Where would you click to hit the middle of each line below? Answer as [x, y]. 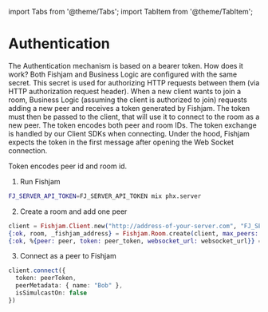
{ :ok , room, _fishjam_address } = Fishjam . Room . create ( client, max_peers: [134, 233]
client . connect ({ [37, 271]
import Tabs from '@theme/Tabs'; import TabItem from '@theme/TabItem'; [131, 12]
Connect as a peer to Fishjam [68, 256]
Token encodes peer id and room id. [68, 166]
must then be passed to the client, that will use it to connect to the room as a [134, 117]
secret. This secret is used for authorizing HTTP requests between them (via [134, 82]
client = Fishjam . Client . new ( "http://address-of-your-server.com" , [123, 226]
